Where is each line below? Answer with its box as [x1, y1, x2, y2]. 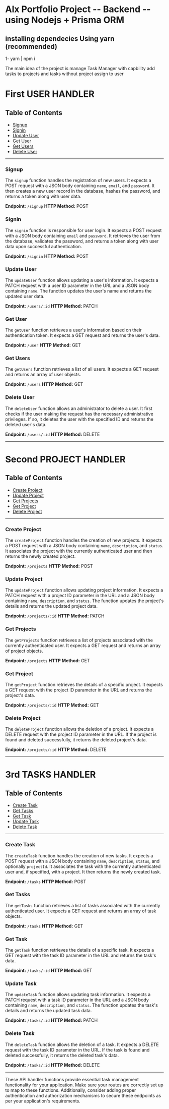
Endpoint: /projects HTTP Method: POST [5, 563, 93, 569]
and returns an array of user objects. [5, 372, 81, 378]
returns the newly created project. [5, 553, 76, 559]
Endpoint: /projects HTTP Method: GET [5, 657, 90, 664]
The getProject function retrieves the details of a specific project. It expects [5, 681, 163, 687]
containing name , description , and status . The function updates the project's [5, 598, 164, 604]
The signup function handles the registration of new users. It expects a [5, 178, 152, 184]
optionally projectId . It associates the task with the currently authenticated [5, 863, 161, 869]
